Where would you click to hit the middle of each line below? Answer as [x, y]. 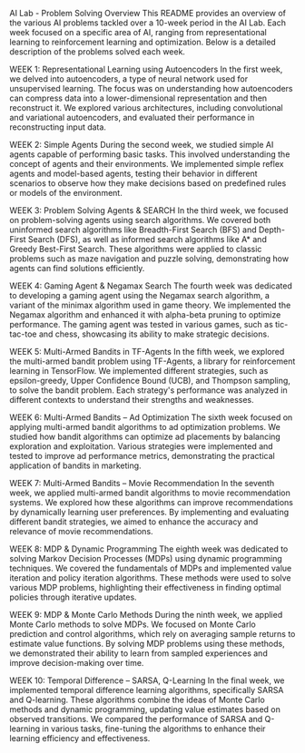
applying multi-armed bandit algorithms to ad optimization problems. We [145, 427]
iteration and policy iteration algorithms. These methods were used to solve [151, 578]
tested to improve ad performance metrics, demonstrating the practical [142, 456]
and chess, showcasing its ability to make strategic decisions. [154, 334]
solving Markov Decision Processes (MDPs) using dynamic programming [146, 558]
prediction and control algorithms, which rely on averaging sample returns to [152, 634]
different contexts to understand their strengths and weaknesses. [132, 400]
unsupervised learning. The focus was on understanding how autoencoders [151, 88]
